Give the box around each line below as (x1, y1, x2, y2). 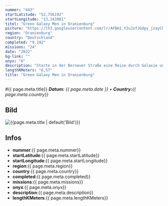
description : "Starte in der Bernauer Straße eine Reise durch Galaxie (5, 63, 157, 68)
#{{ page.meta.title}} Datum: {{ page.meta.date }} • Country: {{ (5, 86, 136, 92)
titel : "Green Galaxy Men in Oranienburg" (5, 21, 95, 26)
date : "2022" (5, 49, 32, 54)
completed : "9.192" (5, 40, 46, 45)
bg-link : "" (5, 53, 30, 59)
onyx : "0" (5, 58, 26, 63)
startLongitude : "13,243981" (5, 16, 66, 21)
